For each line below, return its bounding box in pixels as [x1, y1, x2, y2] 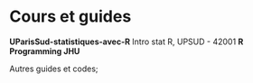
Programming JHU [9, 45, 80, 56]
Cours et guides [9, 6, 132, 27]
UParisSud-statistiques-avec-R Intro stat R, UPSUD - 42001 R [9, 36, 244, 47]
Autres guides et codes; [9, 63, 98, 74]
